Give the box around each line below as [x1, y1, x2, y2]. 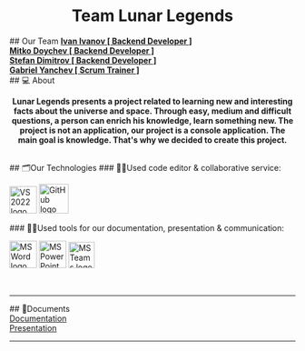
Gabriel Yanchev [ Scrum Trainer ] [9, 65, 140, 75]
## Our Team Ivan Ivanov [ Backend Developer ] [9, 35, 192, 46]
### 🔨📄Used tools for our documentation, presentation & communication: [9, 222, 284, 233]
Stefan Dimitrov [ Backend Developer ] [9, 55, 157, 65]
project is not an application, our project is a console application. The [19, 125, 286, 135]
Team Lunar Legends [71, 5, 234, 26]
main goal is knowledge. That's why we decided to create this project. [17, 134, 288, 145]
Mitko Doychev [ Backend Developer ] [9, 45, 154, 55]
